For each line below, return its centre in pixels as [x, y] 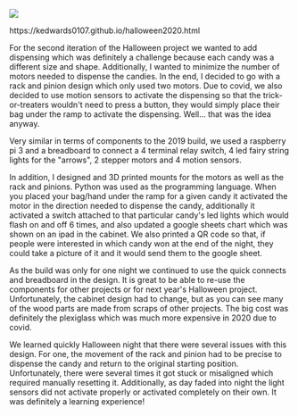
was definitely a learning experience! [77, 401]
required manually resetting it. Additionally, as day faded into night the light [147, 383]
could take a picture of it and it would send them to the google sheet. [136, 253]
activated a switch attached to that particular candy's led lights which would [149, 215]
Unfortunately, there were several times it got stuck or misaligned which [141, 373]
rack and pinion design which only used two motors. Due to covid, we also [146, 86]
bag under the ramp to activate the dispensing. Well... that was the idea [141, 114]
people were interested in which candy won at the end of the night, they [141, 244]
